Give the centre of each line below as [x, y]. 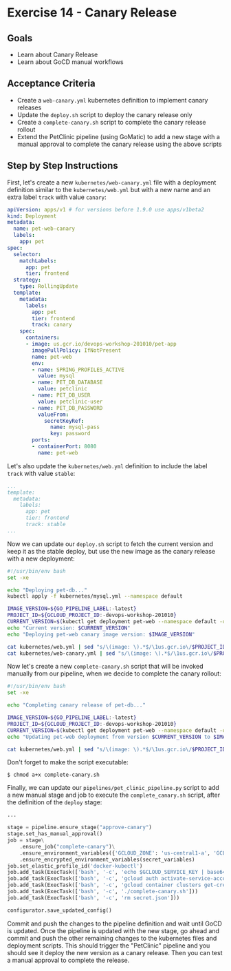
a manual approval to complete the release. [68, 960]
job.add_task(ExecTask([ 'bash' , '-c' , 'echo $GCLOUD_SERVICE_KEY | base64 [117, 873]
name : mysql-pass [75, 427]
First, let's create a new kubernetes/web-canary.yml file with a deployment [112, 182]
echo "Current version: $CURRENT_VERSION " [69, 628]
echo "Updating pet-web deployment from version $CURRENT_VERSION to [109, 737]
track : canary [52, 325]
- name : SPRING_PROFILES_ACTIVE [78, 370]
